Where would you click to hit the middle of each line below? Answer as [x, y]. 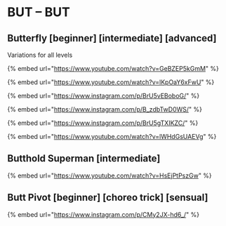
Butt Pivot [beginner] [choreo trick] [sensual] [108, 198]
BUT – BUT [39, 12]
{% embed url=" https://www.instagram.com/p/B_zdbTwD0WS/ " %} [105, 109]
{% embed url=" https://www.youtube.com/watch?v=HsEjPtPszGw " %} [109, 175]
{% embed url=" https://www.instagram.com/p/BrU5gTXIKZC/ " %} [103, 123]
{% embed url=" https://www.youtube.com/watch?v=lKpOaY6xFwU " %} [111, 82]
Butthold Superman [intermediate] [84, 159]
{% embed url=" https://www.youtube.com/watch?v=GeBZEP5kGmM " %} [113, 68]
